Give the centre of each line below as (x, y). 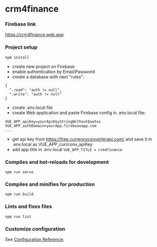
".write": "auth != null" (36, 94)
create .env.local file (32, 107)
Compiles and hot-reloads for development (57, 162)
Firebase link (21, 24)
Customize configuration (35, 229)
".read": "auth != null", (36, 90)
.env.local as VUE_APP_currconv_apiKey (52, 144)
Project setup (21, 47)
